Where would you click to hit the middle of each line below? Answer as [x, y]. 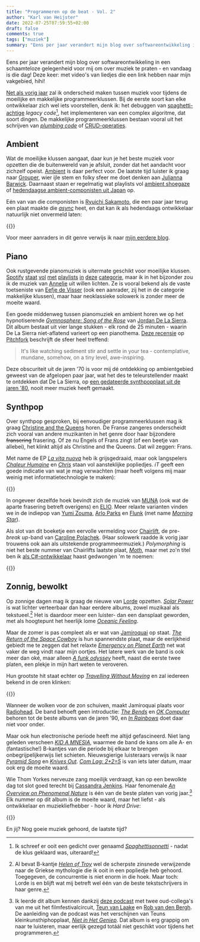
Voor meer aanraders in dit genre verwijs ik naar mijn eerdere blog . [88, 238]
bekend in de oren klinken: [39, 682]
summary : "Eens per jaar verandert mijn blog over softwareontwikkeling [98, 45]
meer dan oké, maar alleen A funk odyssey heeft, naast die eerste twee [93, 658]
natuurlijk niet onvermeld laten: [44, 214]
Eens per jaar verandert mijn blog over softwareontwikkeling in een [88, 62]
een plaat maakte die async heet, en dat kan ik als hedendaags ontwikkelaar [100, 208]
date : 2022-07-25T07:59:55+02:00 [48, 23]
